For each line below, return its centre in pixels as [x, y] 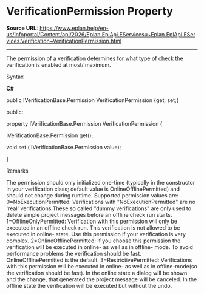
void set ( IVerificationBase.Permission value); [64, 147]
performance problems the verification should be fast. [74, 253]
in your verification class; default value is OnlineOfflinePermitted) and [93, 189]
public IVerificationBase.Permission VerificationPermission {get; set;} [93, 100]
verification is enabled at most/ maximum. [59, 64]
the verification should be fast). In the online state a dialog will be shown [97, 273]
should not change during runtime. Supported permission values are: [93, 195]
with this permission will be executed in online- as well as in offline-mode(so [102, 266]
